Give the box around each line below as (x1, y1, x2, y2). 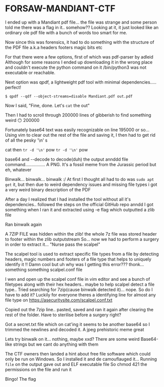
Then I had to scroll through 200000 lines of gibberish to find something (5, 112, 151, 118)
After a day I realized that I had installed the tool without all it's (5, 196, 131, 202)
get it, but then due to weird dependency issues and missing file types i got (5, 181, 158, 187)
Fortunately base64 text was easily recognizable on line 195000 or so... (5, 126, 150, 133)
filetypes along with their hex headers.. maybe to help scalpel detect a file (5, 281, 155, 287)
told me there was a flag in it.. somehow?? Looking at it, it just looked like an (5, 24, 159, 30)
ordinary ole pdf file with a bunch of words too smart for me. (5, 30, 128, 35)
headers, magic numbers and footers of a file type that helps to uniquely (5, 256, 152, 262)
